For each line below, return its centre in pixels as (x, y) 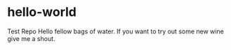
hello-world (42, 12)
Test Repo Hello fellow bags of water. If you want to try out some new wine (116, 31)
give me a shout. (31, 38)
